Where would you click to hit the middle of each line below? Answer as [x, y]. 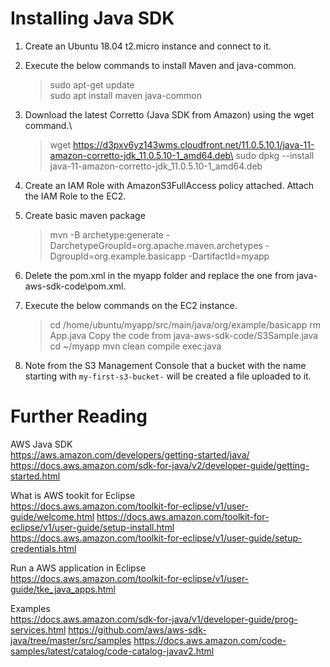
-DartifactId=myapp [229, 256]
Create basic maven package [85, 215]
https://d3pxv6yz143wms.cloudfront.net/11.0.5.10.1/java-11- [194, 144]
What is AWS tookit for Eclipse [73, 495]
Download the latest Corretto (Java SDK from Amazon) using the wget [169, 114]
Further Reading [79, 416]
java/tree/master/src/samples [71, 640]
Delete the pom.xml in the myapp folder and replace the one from [159, 275]
